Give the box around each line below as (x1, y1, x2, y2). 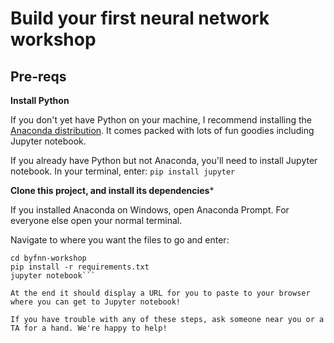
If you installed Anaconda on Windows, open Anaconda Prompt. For (10, 204, 290, 216)
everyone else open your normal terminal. (10, 215, 183, 226)
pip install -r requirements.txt (10, 262, 150, 272)
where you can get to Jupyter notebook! (10, 297, 182, 307)
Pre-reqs (10, 68, 67, 85)
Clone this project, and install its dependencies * (10, 185, 215, 196)
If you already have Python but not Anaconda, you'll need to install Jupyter (10, 155, 318, 166)
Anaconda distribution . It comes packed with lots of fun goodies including (10, 125, 315, 136)
